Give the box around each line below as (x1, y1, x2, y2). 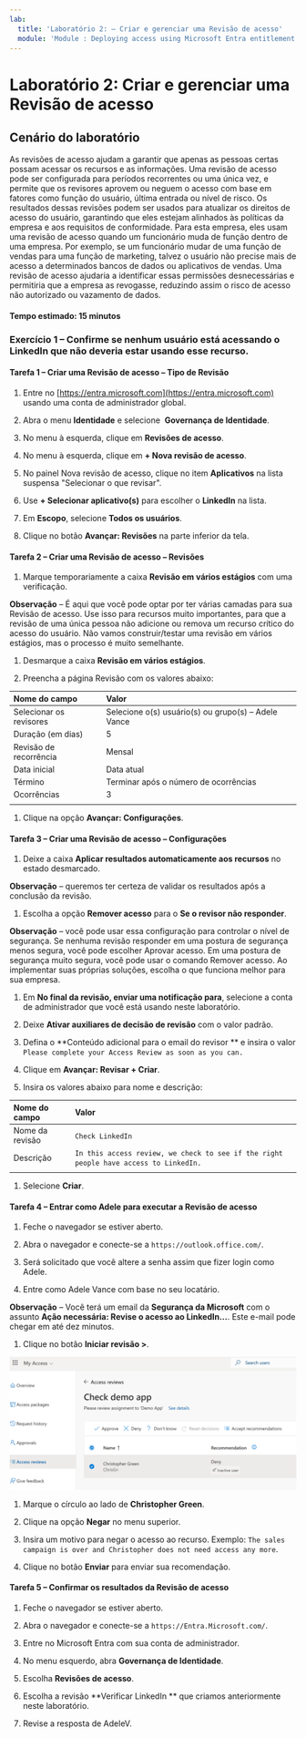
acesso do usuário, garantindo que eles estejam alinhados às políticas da (9, 212, 284, 223)
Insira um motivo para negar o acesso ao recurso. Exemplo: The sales (22, 1534, 285, 1545)
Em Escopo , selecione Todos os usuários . (22, 513, 182, 524)
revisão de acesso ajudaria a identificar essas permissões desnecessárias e (9, 270, 295, 282)
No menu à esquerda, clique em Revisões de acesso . (22, 433, 225, 444)
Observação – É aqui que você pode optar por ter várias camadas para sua (9, 599, 293, 610)
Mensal (106, 746, 134, 757)
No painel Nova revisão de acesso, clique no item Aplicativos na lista (22, 468, 284, 478)
